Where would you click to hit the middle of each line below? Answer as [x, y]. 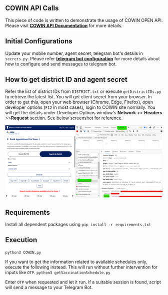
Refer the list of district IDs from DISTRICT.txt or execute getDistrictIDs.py [83, 91]
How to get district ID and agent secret [66, 80]
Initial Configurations [39, 41]
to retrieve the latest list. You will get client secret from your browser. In [78, 97]
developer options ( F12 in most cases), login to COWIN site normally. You [80, 107]
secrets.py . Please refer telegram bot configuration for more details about [82, 58]
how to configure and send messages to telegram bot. [61, 64]
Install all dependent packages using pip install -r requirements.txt [78, 225]
